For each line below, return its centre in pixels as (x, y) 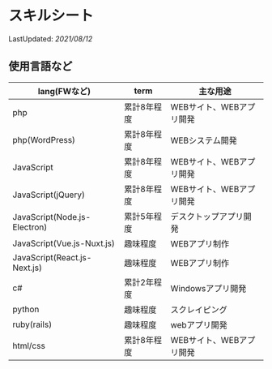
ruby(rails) (32, 324)
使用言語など (40, 66)
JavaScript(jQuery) (49, 195)
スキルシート (51, 16)
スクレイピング (199, 310)
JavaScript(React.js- (52, 257)
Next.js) (28, 268)
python (26, 309)
